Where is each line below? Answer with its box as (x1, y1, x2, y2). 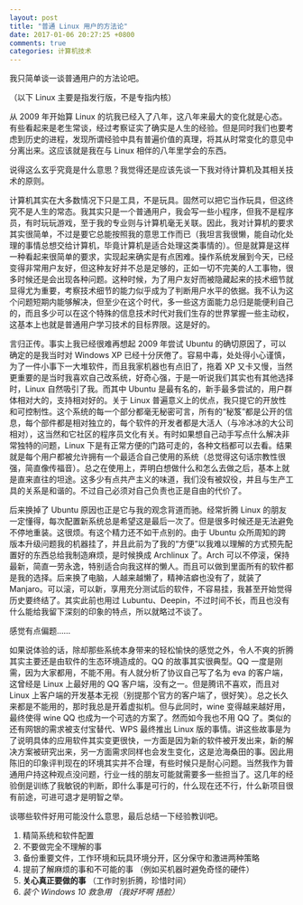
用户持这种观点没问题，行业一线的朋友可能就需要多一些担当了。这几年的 (16, 769, 286, 780)
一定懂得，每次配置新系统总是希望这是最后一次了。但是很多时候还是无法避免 (9, 516, 294, 527)
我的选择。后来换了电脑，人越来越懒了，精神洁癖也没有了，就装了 (16, 572, 262, 583)
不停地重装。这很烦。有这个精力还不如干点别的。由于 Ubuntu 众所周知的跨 (9, 527, 287, 538)
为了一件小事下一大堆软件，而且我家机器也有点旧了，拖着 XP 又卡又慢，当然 (9, 361, 293, 372)
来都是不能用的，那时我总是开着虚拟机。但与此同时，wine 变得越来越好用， (9, 702, 290, 712)
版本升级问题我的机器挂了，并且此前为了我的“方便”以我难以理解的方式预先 (9, 539, 286, 550)
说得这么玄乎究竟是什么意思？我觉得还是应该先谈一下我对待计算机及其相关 (9, 165, 286, 175)
